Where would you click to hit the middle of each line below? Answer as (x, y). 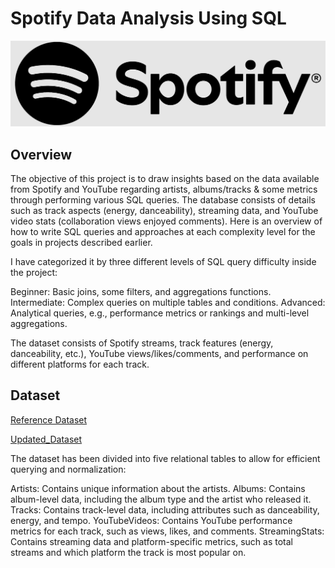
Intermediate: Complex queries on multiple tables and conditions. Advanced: (168, 303)
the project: (34, 273)
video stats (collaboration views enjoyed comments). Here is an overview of (166, 221)
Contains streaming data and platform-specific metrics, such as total (151, 541)
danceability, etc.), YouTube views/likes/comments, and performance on (159, 354)
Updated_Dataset (46, 439)
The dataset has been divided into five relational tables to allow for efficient (165, 458)
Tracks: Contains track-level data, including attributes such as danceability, (165, 509)
